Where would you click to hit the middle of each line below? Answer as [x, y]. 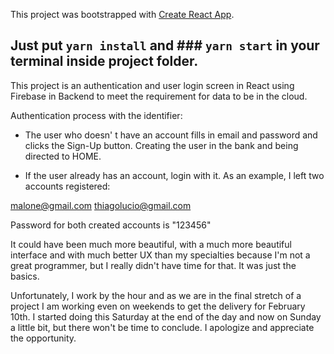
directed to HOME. [63, 156]
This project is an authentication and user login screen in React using [152, 85]
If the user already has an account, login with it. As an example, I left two [174, 175]
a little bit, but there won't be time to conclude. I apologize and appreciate [162, 327]
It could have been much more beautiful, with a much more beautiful [151, 244]
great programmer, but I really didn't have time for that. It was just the [153, 265]
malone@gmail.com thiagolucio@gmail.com [101, 205]
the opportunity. [43, 338]
